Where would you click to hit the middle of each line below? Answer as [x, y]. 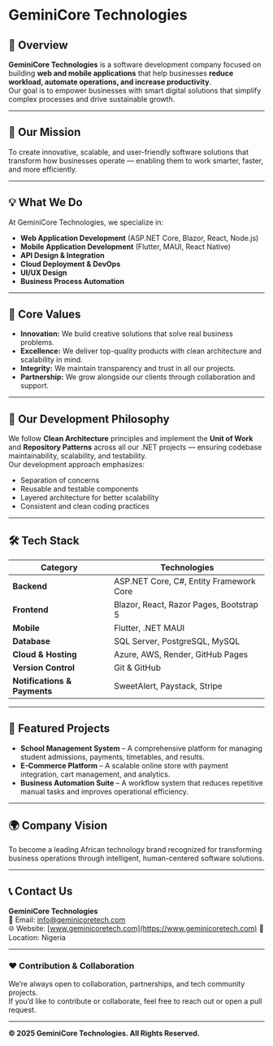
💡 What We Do [45, 202]
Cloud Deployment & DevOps [70, 264]
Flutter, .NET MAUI [149, 628]
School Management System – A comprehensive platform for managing [141, 748]
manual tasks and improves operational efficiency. [104, 791]
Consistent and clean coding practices [85, 506]
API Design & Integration [62, 255]
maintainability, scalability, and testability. [78, 456]
